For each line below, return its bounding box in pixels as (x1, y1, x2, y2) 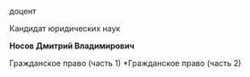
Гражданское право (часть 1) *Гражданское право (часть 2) (9, 58, 242, 68)
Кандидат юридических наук (9, 23, 121, 33)
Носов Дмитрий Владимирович (9, 40, 134, 51)
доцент (9, 6, 37, 16)
